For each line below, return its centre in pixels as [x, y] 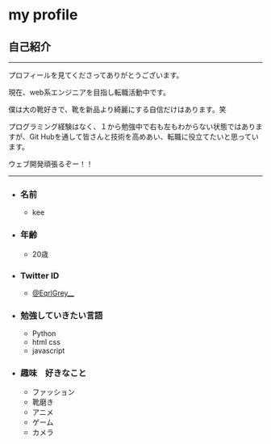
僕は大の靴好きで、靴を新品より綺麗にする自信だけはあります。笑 [117, 109]
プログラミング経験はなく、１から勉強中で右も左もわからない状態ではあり [132, 126]
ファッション [53, 392]
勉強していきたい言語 [61, 315]
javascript [48, 351]
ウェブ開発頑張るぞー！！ [51, 164]
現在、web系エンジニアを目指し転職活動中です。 [90, 92]
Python [44, 333]
